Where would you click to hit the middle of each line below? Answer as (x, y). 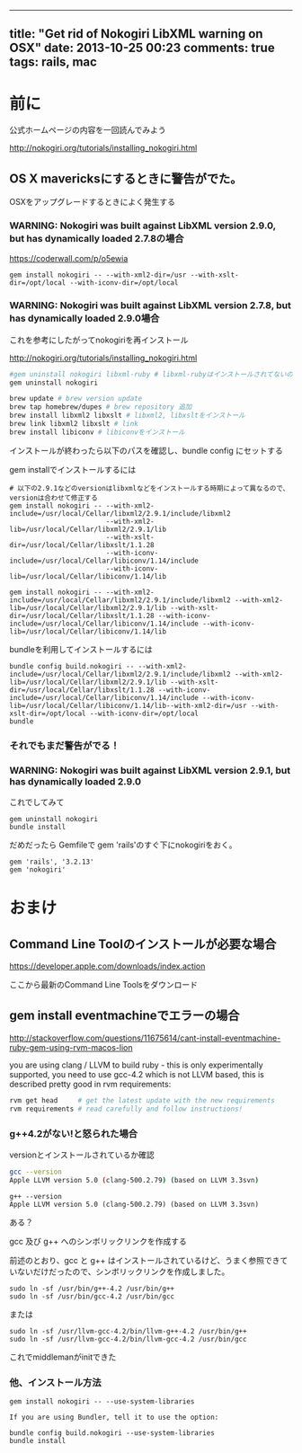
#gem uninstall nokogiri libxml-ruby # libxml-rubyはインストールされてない (148, 374)
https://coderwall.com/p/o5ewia (69, 259)
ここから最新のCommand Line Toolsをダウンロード (103, 985)
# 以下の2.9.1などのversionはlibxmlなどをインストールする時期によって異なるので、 (150, 488)
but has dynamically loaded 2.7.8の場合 (97, 239)
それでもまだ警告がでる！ (64, 745)
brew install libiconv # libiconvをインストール (98, 432)
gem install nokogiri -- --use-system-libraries (102, 1401)
